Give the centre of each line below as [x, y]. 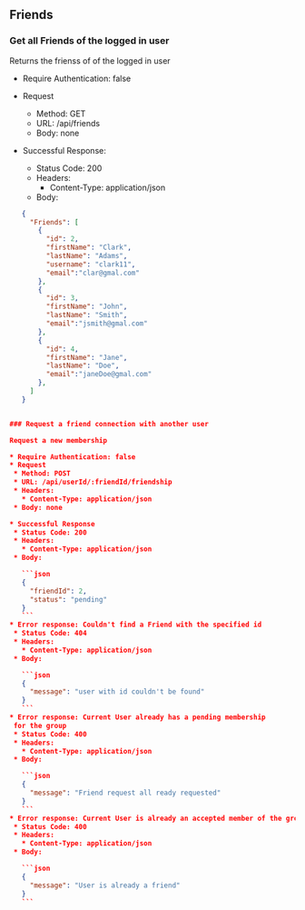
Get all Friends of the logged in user [89, 41]
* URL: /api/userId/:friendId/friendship [93, 482]
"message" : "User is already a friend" [105, 885]
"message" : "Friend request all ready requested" [125, 793]
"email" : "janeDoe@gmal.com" [99, 375]
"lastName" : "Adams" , [87, 256]
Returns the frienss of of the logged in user [90, 60]
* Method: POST [42, 474]
